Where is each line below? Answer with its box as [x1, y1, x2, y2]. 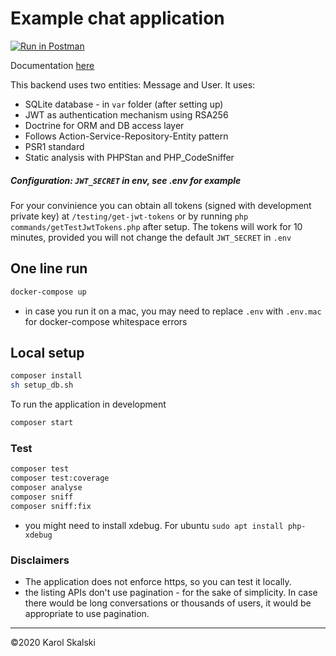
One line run [10, 260, 88, 277]
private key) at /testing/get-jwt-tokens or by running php [10, 210, 249, 222]
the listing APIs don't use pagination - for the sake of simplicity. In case [24, 587, 318, 598]
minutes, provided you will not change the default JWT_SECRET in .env [10, 231, 292, 243]
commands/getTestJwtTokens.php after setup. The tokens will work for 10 [10, 220, 303, 232]
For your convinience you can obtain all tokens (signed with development [10, 199, 312, 211]
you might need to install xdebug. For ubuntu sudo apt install [24, 519, 284, 531]
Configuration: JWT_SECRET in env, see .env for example [10, 174, 242, 186]
